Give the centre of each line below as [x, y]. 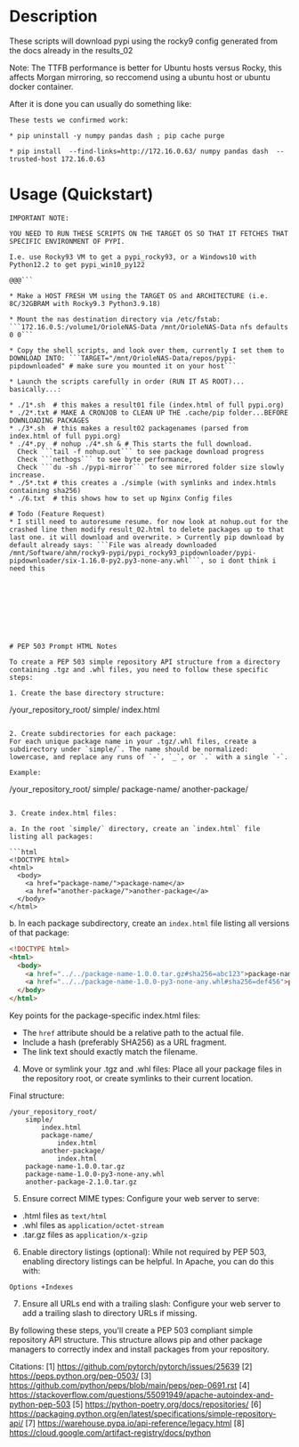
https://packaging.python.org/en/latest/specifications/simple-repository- [143, 1414]
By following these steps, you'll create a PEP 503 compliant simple [131, 1330]
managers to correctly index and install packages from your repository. [139, 1349]
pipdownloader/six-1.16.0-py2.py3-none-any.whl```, [107, 561]
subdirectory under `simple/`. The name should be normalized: [129, 749]
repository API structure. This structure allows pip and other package [136, 1340]
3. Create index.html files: [63, 813]
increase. [28, 475]
